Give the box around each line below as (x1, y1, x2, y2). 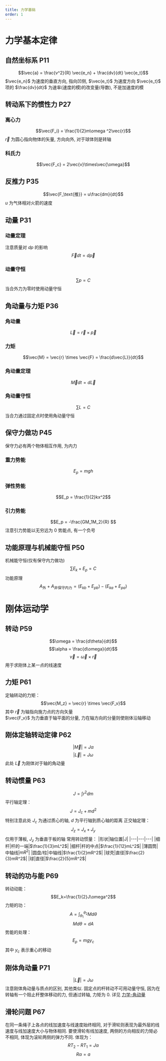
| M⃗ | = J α (72, 744, 94, 750)
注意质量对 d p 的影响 (5, 244, 48, 250)
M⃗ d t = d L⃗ (71, 379, 96, 385)
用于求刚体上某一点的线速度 (5, 662, 62, 668)
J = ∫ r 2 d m (73, 790, 94, 797)
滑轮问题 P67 (5, 1007, 46, 1016)
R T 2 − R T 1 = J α (67, 1042, 99, 1049)
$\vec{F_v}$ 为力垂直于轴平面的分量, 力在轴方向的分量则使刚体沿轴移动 (5, 715, 151, 721)
